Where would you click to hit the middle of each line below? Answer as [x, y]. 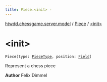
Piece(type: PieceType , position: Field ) [49, 56]
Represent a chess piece [30, 66]
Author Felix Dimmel [26, 75]
